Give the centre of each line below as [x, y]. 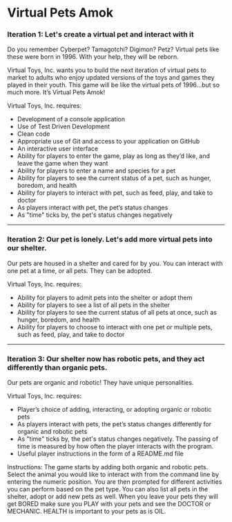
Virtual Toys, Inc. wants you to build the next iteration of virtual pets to [107, 70]
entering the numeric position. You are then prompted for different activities [115, 482]
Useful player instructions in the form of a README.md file [100, 454]
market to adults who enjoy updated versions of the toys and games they [111, 78]
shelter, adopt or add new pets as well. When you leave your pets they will [113, 496]
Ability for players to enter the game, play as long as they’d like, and [114, 156]
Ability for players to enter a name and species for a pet [96, 171]
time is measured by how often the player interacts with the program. [115, 446]
